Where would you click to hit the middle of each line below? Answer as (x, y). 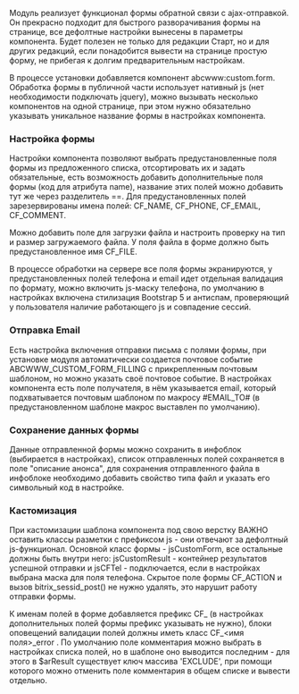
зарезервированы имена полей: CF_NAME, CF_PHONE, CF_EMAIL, (135, 206)
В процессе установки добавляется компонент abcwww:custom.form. (142, 78)
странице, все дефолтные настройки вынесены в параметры (126, 32)
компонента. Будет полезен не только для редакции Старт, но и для (139, 41)
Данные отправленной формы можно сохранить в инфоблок (125, 449)
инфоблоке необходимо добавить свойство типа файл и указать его (140, 478)
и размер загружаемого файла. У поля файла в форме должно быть (139, 242)
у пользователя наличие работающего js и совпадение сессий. (130, 307)
